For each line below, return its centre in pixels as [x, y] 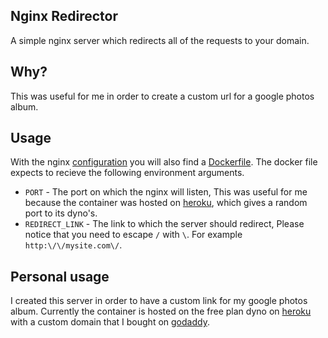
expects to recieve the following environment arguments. [127, 173]
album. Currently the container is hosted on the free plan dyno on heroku [161, 311]
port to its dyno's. [61, 213]
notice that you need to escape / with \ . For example [133, 235]
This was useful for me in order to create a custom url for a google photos [162, 96]
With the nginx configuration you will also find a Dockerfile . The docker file [164, 162]
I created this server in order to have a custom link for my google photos [159, 301]
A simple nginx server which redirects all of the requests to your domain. [160, 40]
